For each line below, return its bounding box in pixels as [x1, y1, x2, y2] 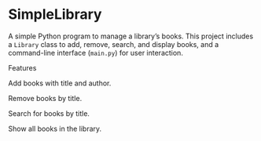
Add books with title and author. [8, 78, 112, 88]
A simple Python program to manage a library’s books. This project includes [8, 31, 254, 41]
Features [8, 63, 37, 72]
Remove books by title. [8, 93, 83, 103]
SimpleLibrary [8, 5, 102, 23]
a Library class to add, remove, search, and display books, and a [8, 39, 219, 49]
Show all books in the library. [8, 124, 102, 133]
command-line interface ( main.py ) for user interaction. [8, 48, 183, 57]
